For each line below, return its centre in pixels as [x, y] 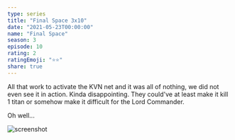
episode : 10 [25, 47]
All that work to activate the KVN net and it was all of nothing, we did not [113, 86]
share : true [25, 66]
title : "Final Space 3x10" [47, 21]
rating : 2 [22, 54]
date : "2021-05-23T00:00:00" [50, 27]
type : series [27, 14]
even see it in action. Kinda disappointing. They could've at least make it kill [118, 94]
